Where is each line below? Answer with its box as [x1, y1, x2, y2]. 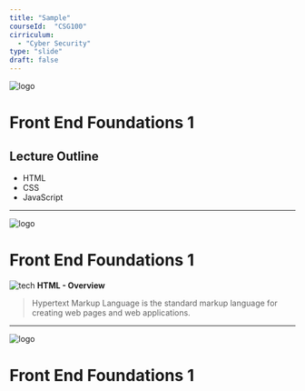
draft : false [9, 55, 59, 65]
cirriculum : [9, 30, 54, 39]
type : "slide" [9, 47, 64, 56]
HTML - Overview [36, 279, 106, 291]
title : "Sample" [9, 13, 71, 23]
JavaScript [22, 192, 64, 203]
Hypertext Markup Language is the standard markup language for [31, 297, 279, 308]
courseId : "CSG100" [9, 22, 88, 31]
